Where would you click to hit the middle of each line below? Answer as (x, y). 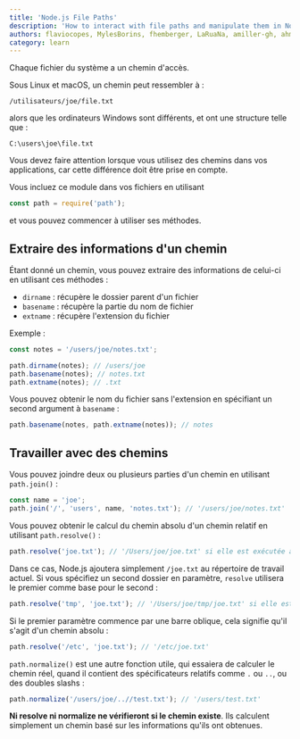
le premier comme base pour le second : (84, 587)
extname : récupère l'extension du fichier (96, 316)
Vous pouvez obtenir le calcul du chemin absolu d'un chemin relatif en (138, 525)
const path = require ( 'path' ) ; (67, 203)
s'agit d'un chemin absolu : (59, 630)
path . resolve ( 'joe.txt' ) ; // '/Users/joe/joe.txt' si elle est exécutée (147, 551)
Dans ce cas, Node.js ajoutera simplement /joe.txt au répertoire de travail (147, 569)
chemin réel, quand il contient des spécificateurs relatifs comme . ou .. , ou (148, 673)
